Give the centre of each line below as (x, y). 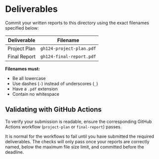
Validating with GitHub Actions (54, 110)
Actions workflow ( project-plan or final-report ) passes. (63, 126)
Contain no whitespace (36, 94)
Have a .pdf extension (35, 89)
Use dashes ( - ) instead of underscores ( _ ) (55, 83)
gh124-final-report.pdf (68, 56)
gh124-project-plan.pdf (68, 48)
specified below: (22, 28)
